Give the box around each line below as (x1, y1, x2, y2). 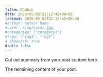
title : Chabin (5, 7, 34, 12)
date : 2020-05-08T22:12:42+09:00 (5, 12, 73, 17)
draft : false (5, 43, 32, 48)
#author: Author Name (5, 20, 49, 26)
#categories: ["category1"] (5, 30, 62, 35)
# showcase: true (5, 39, 40, 44)
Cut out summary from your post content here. (5, 57, 99, 62)
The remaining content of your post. (5, 66, 77, 72)
